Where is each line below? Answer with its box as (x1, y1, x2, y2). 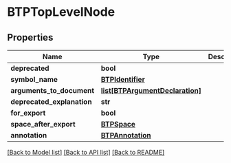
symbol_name (10, 75, 58, 84)
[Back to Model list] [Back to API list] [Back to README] (7, 149, 165, 156)
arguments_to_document (10, 86, 95, 95)
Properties (7, 32, 54, 43)
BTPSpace (100, 120, 135, 129)
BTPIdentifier (100, 75, 146, 84)
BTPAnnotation (100, 131, 151, 140)
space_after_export (10, 120, 76, 129)
